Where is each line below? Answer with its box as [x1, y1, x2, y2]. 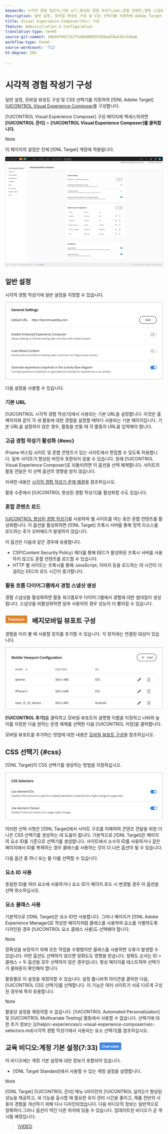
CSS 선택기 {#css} [5, 748, 62, 756]
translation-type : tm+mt [5, 29, 57, 35]
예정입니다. [14, 1113, 36, 1119]
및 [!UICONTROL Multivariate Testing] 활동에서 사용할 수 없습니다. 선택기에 [5, 1015, 154, 1021]
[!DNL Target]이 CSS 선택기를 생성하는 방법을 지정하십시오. [5, 762, 122, 768]
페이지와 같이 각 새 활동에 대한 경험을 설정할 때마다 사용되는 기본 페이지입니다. [5, 417, 157, 423]
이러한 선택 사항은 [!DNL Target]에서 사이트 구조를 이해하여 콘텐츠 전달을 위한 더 [5, 826, 162, 832]
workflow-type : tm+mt [5, 40, 50, 45]
